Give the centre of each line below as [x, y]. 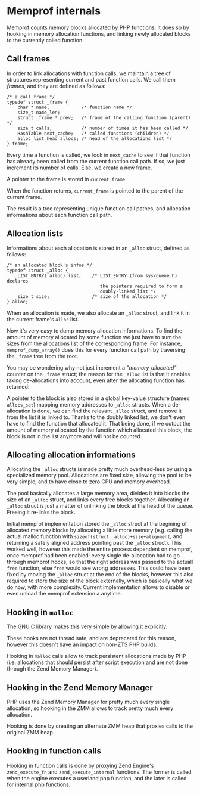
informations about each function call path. [60, 215]
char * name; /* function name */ [75, 107]
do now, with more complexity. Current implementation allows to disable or [98, 587]
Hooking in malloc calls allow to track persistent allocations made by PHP [96, 656]
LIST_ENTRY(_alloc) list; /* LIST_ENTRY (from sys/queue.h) [98, 275]
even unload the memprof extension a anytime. [65, 594]
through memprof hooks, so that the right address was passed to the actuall [100, 562]
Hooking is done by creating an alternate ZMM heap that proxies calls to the [100, 726]
